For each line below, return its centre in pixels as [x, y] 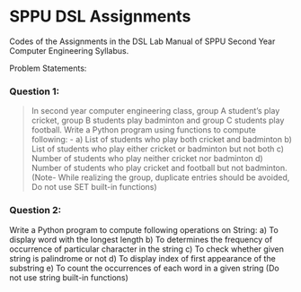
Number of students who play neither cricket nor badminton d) [147, 159]
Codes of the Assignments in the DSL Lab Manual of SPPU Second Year [142, 41]
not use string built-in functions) [69, 277]
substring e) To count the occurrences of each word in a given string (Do [145, 268]
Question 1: [35, 91]
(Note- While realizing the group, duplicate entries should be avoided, [160, 177]
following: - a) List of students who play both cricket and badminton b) [161, 140]
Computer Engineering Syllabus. [69, 50]
